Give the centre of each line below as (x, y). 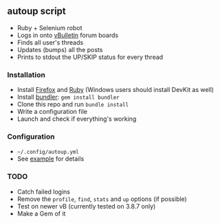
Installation (26, 75)
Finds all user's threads (50, 42)
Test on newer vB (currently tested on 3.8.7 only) (86, 206)
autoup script (37, 11)
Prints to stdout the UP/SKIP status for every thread (90, 57)
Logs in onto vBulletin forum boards (68, 35)
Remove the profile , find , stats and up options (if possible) (102, 199)
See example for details (51, 159)
